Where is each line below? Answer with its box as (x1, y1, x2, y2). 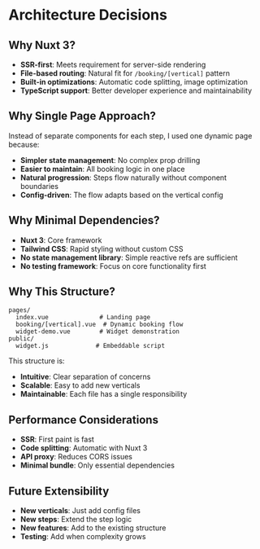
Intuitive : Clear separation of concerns (19, 372, 151, 382)
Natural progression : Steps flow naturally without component (19, 173, 227, 182)
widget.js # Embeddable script (15, 342, 165, 350)
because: (8, 139, 40, 149)
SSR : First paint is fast (19, 434, 95, 445)
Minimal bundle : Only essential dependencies (19, 460, 175, 470)
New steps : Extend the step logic (19, 515, 132, 525)
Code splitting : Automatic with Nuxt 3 (19, 443, 148, 453)
